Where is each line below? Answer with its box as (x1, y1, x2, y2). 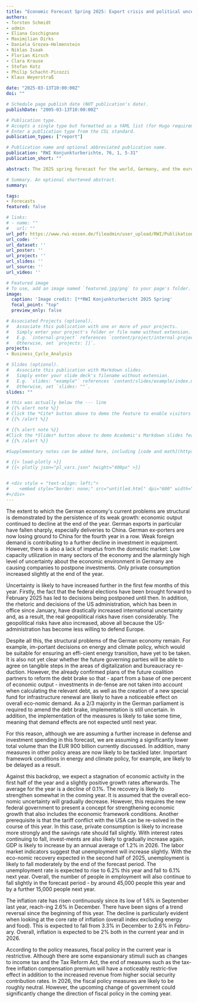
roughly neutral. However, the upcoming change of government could (6, 984, 176, 991)
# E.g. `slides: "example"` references (6, 378, 110, 384)
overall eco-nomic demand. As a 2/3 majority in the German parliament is (6, 700, 184, 707)
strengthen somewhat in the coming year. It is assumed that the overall (6, 791, 178, 798)
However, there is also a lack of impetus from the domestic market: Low (6, 545, 181, 552)
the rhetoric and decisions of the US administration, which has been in (6, 600, 177, 608)
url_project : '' (6, 253, 46, 259)
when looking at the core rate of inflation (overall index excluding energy (6, 916, 182, 923)
